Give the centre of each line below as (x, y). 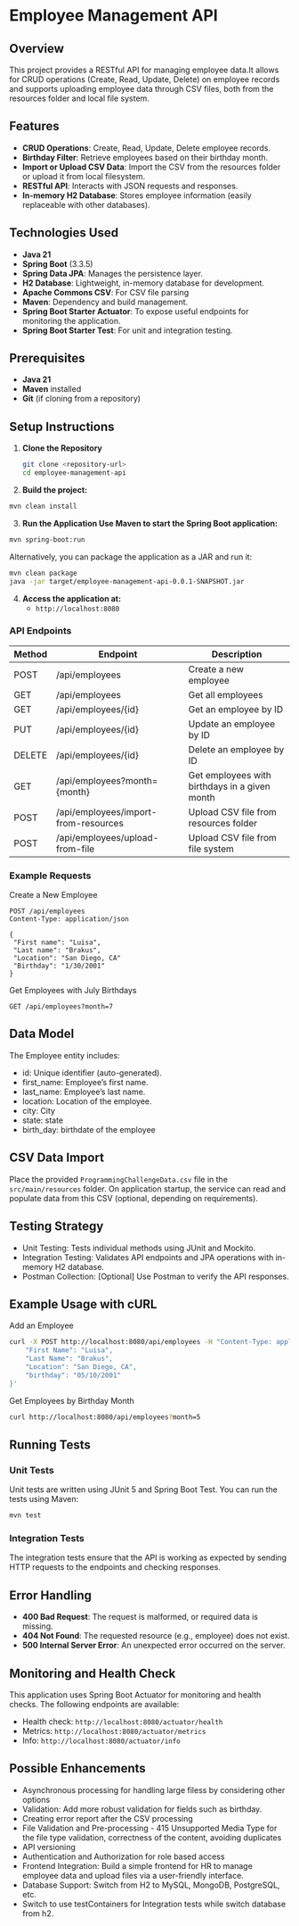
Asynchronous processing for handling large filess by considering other (154, 1789)
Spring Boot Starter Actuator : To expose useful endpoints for (135, 311)
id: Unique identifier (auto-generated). (92, 1073)
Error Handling (50, 1595)
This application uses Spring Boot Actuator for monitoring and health (135, 1694)
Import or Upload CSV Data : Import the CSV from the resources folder (151, 167)
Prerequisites (47, 358)
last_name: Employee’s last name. (84, 1092)
